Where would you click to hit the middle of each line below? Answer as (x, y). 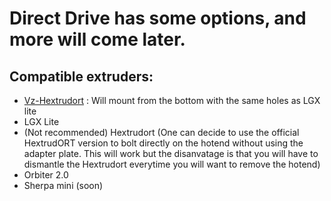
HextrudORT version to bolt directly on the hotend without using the (163, 143)
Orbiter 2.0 (46, 175)
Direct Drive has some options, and (158, 18)
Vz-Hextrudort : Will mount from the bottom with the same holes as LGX (172, 100)
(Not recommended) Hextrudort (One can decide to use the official (161, 132)
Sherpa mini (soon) (63, 185)
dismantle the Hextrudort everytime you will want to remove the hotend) (172, 164)
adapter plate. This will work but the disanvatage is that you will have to (171, 153)
